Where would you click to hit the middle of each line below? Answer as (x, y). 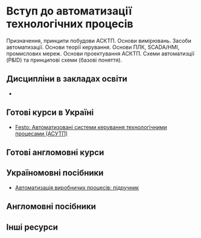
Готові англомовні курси (55, 152)
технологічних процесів (70, 24)
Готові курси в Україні (50, 113)
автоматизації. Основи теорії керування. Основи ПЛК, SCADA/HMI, (93, 47)
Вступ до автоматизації (69, 11)
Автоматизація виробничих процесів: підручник (77, 187)
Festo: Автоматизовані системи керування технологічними (91, 127)
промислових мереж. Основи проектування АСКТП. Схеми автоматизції (101, 53)
